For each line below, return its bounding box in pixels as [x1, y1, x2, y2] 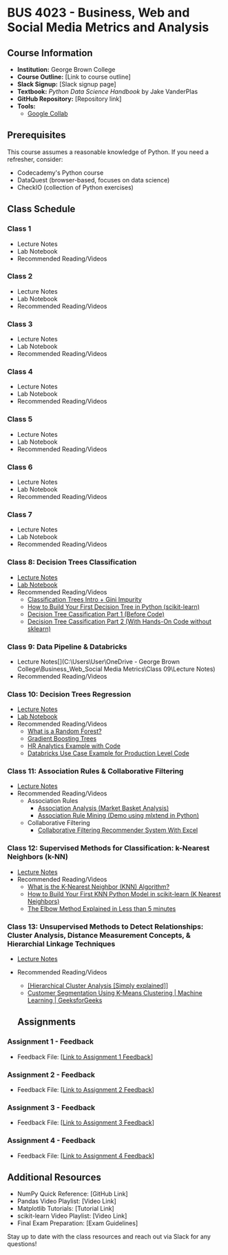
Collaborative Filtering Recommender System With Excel [37, 826, 198, 834]
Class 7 [7, 509, 32, 519]
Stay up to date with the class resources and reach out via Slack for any [7, 1232, 211, 1241]
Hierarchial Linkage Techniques [7, 938, 116, 948]
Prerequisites [7, 129, 66, 141]
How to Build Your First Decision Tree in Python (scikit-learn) [27, 603, 200, 611]
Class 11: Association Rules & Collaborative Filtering [7, 766, 184, 776]
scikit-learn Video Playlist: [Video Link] [17, 1211, 127, 1220]
